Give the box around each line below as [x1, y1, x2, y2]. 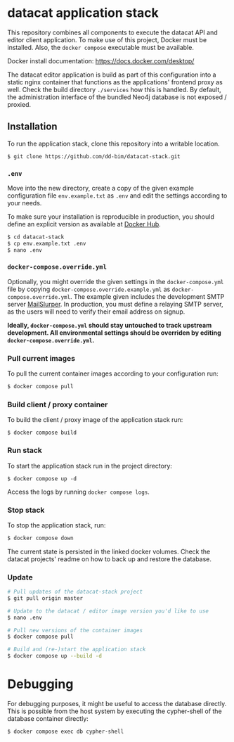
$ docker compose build [7, 429, 77, 437]
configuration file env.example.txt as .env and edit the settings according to [7, 191, 228, 200]
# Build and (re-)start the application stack [7, 646, 146, 653]
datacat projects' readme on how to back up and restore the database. [7, 554, 212, 563]
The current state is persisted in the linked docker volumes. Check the [7, 547, 211, 556]
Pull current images [7, 353, 76, 363]
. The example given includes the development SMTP [70, 292, 225, 300]
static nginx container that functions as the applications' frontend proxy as [7, 77, 223, 86]
